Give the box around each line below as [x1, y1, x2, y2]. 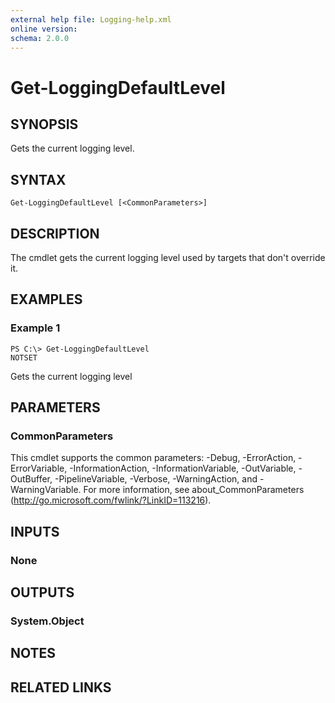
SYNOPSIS [10, 116, 79, 133]
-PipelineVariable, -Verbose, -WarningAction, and [54, 473, 258, 485]
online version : [10, 24, 78, 34]
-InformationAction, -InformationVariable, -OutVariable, [69, 462, 297, 475]
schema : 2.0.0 [10, 33, 70, 43]
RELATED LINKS [10, 679, 112, 696]
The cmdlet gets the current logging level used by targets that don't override [10, 252, 326, 263]
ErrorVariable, [10, 462, 68, 475]
